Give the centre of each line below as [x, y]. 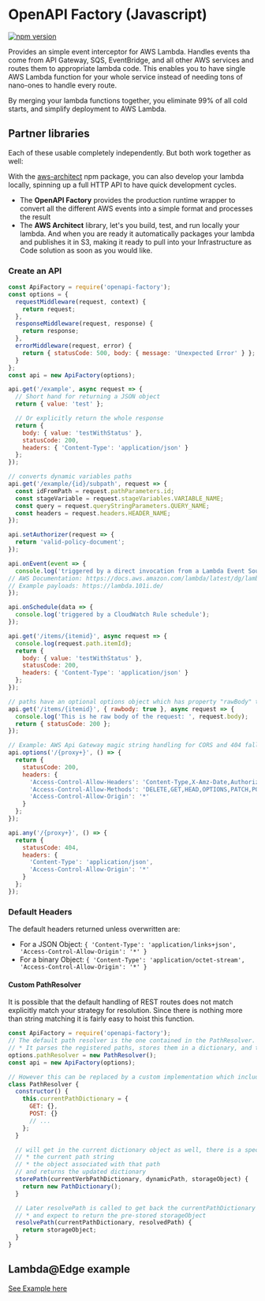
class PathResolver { [44, 1084]
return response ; [51, 331]
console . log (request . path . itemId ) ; [74, 643]
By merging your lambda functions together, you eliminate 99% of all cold [128, 100]
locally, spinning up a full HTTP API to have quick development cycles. [122, 185]
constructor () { [42, 1092]
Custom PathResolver [45, 985]
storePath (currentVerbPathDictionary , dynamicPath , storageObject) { [132, 1179]
